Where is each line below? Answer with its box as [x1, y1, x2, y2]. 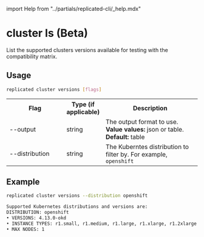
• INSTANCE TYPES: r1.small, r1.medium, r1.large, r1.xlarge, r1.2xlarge [6, 221, 197, 227]
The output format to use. [105, 118, 178, 126]
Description [132, 104, 168, 112]
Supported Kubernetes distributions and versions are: [6, 204, 148, 210]
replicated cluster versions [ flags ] [6, 86, 102, 93]
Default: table [105, 133, 145, 141]
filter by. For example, [105, 150, 168, 158]
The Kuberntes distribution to [105, 142, 189, 151]
